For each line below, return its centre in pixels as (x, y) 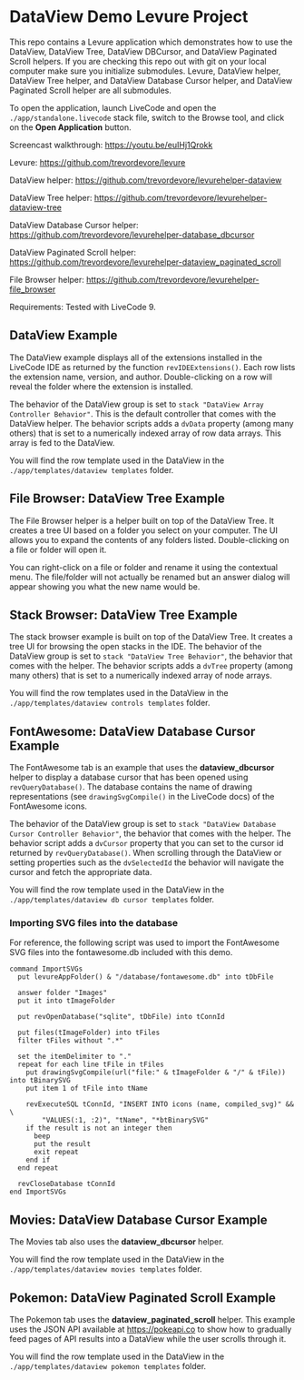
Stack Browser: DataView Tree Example (123, 614)
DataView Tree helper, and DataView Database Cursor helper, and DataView (151, 80)
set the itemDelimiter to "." (74, 1057)
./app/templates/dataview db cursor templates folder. (112, 900)
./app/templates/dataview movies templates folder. (106, 1269)
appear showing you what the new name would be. (105, 586)
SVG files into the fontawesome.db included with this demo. (121, 952)
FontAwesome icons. (49, 806)
